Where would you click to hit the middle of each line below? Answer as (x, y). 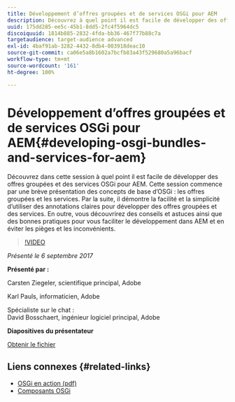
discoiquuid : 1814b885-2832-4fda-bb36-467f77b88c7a (84, 33)
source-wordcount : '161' (43, 66)
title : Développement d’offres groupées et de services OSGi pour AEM (112, 14)
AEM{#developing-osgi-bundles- (107, 142)
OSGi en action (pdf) (47, 383)
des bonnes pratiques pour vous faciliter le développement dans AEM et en (116, 222)
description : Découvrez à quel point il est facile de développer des (112, 20)
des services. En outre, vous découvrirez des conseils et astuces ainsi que (115, 214)
